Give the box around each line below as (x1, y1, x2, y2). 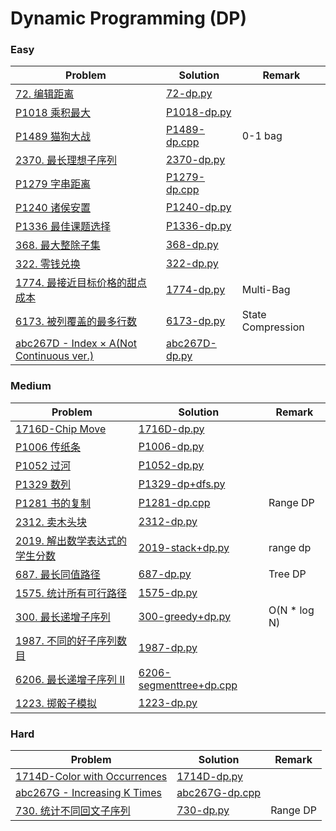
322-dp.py (165, 257, 219, 271)
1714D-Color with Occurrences (15, 770, 168, 784)
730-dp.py (176, 803, 230, 817)
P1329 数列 (15, 477, 72, 491)
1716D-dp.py (138, 422, 205, 436)
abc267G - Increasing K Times (15, 786, 162, 800)
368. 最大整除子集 (15, 238, 101, 252)
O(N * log (268, 603, 315, 617)
